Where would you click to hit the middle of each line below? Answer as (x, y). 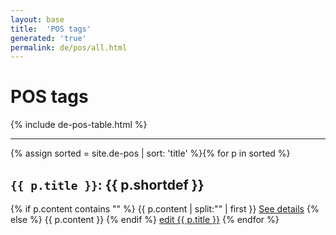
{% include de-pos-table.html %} (79, 125)
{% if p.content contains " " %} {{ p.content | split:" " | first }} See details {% (165, 209)
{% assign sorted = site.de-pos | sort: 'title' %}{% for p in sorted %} (150, 153)
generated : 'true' (48, 38)
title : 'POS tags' (51, 29)
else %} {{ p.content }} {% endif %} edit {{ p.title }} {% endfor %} (145, 219)
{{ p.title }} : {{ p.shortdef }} (107, 184)
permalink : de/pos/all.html (69, 47)
